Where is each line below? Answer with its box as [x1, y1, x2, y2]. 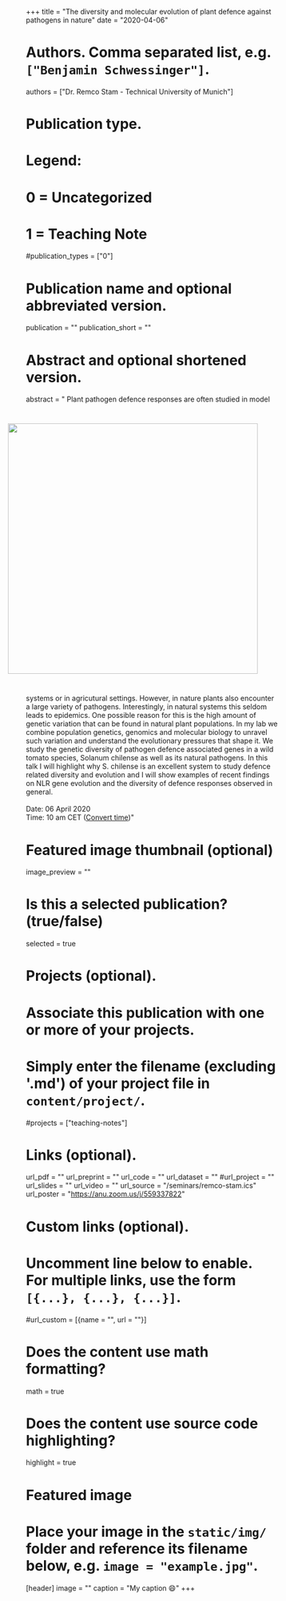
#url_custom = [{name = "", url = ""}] [26, 1314, 147, 1325]
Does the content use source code [26, 1414, 259, 1433]
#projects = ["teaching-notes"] [26, 1118, 128, 1127]
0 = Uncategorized [26, 188, 153, 207]
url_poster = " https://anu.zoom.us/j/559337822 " [26, 1189, 185, 1199]
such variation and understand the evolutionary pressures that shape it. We [26, 736, 273, 746]
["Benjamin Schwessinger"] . [26, 60, 210, 79]
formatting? [26, 1360, 106, 1377]
